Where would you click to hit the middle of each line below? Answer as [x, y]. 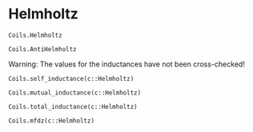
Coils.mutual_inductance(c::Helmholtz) [75, 93]
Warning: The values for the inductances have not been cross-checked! [127, 64]
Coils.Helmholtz [35, 35]
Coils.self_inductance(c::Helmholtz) [71, 78]
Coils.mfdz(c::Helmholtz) [51, 121]
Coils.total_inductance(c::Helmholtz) [73, 106]
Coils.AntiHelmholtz [43, 49]
